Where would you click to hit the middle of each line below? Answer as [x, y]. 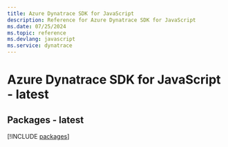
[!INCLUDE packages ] [38, 136]
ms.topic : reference [37, 33]
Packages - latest [46, 120]
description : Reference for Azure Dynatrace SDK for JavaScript [102, 20]
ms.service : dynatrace [40, 46]
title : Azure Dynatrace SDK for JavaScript [71, 13]
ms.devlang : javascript [41, 39]
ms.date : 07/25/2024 [37, 26]
